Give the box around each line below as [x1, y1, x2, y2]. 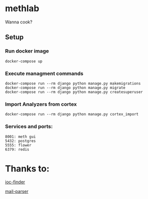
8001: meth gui [5, 134, 36, 139]
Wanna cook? [5, 19, 33, 25]
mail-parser [5, 188, 29, 195]
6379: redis [5, 147, 29, 152]
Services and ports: [5, 123, 53, 130]
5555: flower [5, 143, 32, 147]
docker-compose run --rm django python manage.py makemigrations [5, 81, 141, 86]
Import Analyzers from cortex [5, 101, 77, 108]
